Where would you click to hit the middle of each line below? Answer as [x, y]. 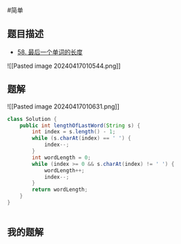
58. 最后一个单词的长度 [50, 52]
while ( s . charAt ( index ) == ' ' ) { [82, 138]
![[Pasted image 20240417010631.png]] [63, 106]
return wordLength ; [60, 190]
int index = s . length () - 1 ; [74, 132]
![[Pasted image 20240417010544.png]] [64, 66]
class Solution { [32, 119]
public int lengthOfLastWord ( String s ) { [80, 125]
